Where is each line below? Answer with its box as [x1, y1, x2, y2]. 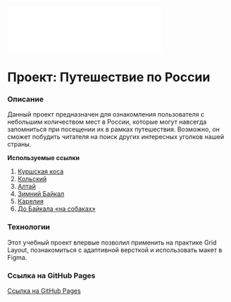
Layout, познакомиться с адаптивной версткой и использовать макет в [7, 245, 223, 254]
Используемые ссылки [7, 154, 80, 162]
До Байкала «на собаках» [17, 204, 96, 213]
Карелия [17, 197, 44, 206]
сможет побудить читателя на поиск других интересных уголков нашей [7, 133, 224, 141]
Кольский [17, 175, 47, 183]
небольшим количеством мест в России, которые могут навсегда [7, 118, 207, 126]
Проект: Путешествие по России [7, 70, 211, 86]
